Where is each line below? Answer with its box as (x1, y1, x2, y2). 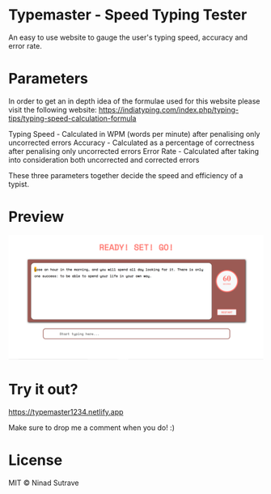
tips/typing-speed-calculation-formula (8, 113, 137, 123)
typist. (8, 179, 30, 189)
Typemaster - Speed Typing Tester (8, 6, 248, 24)
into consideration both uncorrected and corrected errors (8, 155, 200, 164)
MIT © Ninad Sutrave (8, 478, 79, 488)
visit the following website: (8, 104, 97, 114)
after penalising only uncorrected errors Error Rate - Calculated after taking (8, 146, 260, 155)
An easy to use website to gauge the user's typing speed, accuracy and (8, 32, 248, 42)
